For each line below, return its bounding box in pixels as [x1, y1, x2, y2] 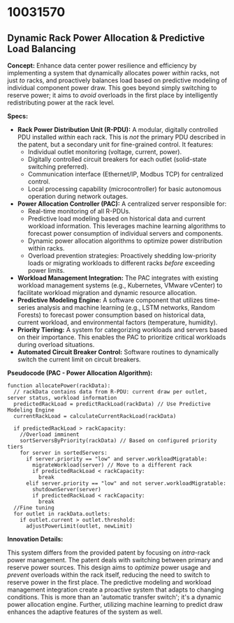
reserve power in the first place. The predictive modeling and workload [7, 578, 212, 586]
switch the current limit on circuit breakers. [17, 355, 141, 363]
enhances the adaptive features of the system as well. [7, 608, 163, 616]
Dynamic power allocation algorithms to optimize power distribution [27, 237, 223, 245]
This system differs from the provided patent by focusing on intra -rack [7, 548, 211, 557]
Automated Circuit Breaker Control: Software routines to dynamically [17, 348, 219, 356]
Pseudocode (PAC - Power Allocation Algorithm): [7, 369, 153, 377]
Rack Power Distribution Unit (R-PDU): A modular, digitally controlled [17, 126, 219, 133]
